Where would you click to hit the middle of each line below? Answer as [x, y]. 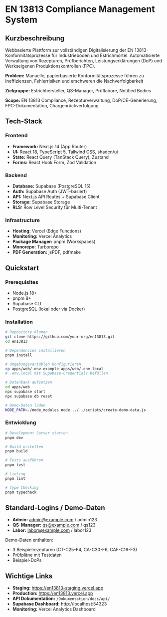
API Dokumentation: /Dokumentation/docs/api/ [61, 599]
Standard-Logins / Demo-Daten [55, 508]
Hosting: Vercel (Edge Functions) [47, 231]
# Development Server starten [37, 433]
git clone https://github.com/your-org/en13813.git [60, 337]
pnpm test [15, 465]
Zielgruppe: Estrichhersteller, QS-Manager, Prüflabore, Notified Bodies [78, 91]
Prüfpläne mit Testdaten [37, 555]
